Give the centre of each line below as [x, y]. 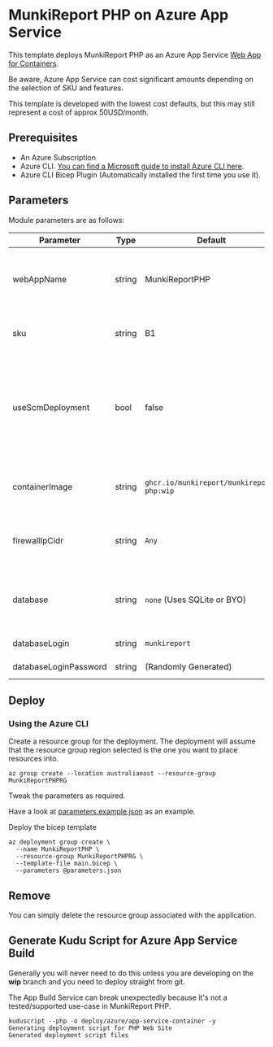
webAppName [40, 279]
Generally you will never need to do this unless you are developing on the [131, 973]
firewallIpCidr [38, 540]
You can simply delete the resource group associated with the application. [132, 915]
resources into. [34, 759]
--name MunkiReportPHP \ [58, 849]
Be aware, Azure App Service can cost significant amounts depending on [131, 79]
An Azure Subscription [58, 157]
